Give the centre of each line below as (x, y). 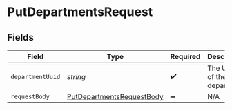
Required (185, 57)
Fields (21, 37)
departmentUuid (36, 77)
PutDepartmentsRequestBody (115, 97)
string (76, 77)
